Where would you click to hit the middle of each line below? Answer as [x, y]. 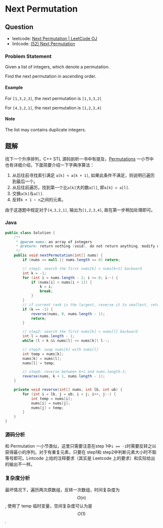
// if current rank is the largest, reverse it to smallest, [86, 305]
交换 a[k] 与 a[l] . [28, 194]
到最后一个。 [25, 181]
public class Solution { [30, 233]
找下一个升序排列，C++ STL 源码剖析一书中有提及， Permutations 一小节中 [80, 158]
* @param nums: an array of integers [54, 242]
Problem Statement [28, 56]
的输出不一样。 [20, 464]
